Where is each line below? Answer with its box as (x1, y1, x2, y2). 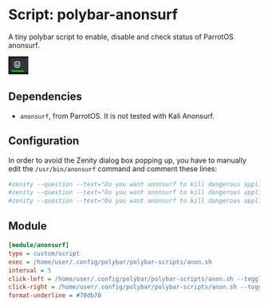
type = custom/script (8, 249, 81, 257)
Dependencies (8, 90, 82, 104)
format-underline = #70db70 (8, 292, 102, 300)
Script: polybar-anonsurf (8, 6, 178, 24)
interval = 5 (8, 266, 52, 274)
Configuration (8, 134, 80, 148)
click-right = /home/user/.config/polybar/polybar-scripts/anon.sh (8, 283, 238, 292)
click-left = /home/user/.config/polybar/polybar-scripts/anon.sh (8, 275, 234, 283)
